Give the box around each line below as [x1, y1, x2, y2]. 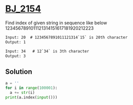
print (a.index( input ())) [5, 94, 58, 100]
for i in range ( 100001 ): [5, 85, 58, 91]
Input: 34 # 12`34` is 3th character [5, 48, 90, 54]
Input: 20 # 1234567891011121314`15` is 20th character [5, 35, 128, 40]
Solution [5, 67, 32, 76]
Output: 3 [5, 54, 26, 59]
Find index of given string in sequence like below [5, 20, 107, 26]
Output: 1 [5, 39, 26, 44]
